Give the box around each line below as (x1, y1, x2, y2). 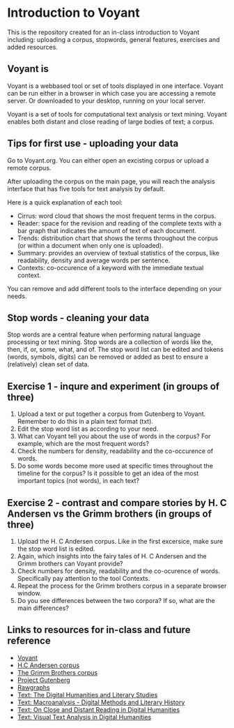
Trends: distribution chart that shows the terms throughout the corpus (17, 234, 218, 242)
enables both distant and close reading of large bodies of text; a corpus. (7, 117, 214, 126)
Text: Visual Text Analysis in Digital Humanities (17, 713, 152, 721)
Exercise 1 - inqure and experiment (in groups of (7, 380, 220, 392)
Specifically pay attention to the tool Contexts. (17, 574, 150, 582)
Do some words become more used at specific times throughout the (17, 462, 214, 470)
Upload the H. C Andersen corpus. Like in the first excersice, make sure (17, 537, 224, 545)
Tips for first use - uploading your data (7, 138, 179, 149)
